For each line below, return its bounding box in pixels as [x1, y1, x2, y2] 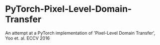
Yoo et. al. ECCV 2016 [5, 35, 50, 41]
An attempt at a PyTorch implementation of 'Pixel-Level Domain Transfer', [5, 30, 156, 36]
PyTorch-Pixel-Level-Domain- [5, 3, 132, 15]
